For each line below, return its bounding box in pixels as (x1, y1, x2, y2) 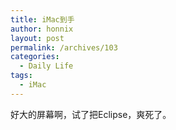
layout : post (10, 33, 65, 43)
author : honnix (10, 24, 74, 34)
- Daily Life (19, 61, 74, 71)
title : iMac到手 (10, 14, 75, 25)
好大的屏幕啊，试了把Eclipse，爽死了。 (10, 108, 172, 120)
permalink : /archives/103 (10, 42, 118, 53)
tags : (10, 71, 33, 81)
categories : (10, 52, 60, 62)
